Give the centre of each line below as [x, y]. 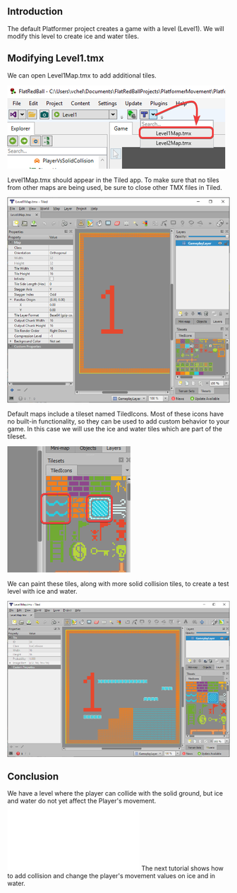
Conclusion [33, 777]
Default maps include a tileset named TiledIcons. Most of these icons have [116, 414]
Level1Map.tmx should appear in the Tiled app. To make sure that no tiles [114, 180]
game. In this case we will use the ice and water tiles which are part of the [115, 428]
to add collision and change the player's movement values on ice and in [111, 876]
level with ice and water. [42, 591]
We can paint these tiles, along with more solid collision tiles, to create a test [118, 583]
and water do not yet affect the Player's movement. [82, 801]
